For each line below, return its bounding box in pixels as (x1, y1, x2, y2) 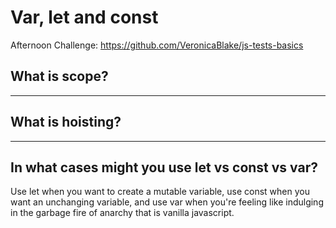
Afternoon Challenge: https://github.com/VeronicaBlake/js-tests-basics (10, 39, 304, 51)
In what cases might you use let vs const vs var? (10, 159, 318, 176)
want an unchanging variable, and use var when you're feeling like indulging (10, 196, 324, 208)
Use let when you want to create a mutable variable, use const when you (10, 186, 310, 198)
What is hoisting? (10, 114, 122, 131)
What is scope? (10, 68, 109, 85)
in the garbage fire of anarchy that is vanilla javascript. (10, 207, 235, 219)
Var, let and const (10, 6, 159, 29)
